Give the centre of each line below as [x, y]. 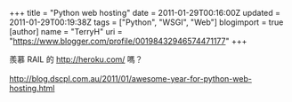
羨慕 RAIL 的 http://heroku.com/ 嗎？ [76, 59]
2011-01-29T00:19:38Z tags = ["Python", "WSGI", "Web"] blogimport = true [146, 22]
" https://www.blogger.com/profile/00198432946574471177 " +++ [128, 41]
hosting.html [32, 88]
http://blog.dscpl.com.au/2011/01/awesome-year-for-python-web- [130, 78]
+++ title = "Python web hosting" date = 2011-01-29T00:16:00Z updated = [145, 13]
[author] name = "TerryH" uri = [66, 31]
